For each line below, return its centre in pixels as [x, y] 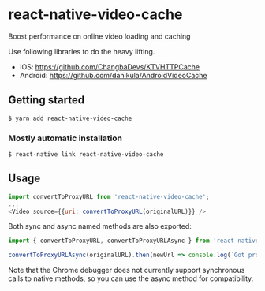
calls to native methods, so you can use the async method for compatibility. [131, 278]
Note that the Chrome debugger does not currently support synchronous [127, 270]
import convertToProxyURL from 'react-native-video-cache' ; [109, 196]
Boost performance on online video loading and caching [99, 36]
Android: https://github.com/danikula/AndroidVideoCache [113, 75]
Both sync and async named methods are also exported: [100, 226]
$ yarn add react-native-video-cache [70, 118]
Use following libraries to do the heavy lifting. [82, 51]
